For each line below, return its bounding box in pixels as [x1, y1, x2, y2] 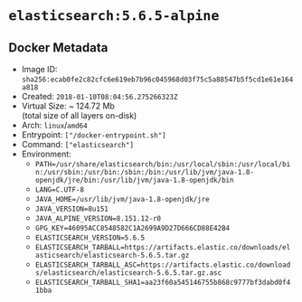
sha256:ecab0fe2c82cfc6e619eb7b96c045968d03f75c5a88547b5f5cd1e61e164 [21, 75, 294, 84]
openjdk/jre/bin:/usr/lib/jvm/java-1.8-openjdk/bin [34, 175, 234, 184]
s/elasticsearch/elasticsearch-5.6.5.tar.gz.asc [34, 269, 222, 278]
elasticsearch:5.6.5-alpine [8, 7, 220, 24]
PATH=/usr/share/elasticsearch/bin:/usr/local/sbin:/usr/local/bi [34, 160, 291, 169]
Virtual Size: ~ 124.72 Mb [21, 100, 115, 111]
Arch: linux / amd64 [21, 120, 88, 130]
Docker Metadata [8, 40, 109, 55]
